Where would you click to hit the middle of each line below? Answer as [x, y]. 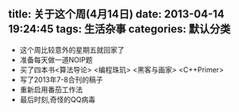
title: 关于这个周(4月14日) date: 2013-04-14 [116, 14]
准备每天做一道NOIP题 [56, 60]
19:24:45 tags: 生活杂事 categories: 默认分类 [119, 29]
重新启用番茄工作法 [51, 89]
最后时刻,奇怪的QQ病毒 [58, 99]
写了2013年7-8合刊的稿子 [61, 79]
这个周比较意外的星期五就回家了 [72, 49]
